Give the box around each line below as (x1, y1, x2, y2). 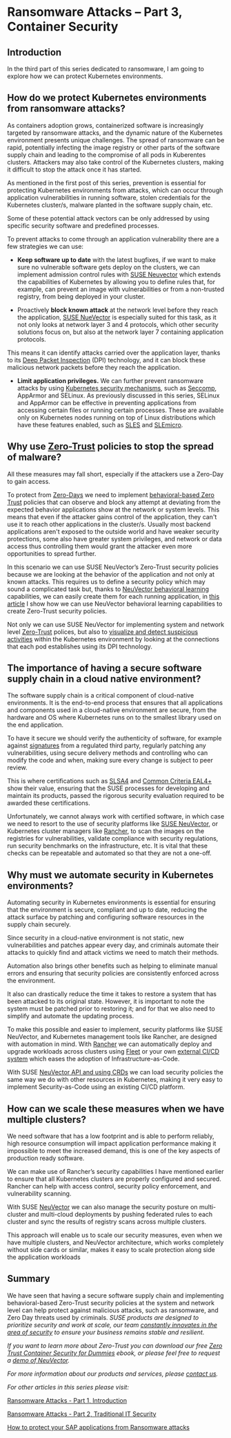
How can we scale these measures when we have (7, 1103, 225, 1114)
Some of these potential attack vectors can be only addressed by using (7, 214, 210, 222)
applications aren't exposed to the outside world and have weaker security (7, 527, 219, 536)
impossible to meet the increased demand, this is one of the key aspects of (7, 1147, 221, 1155)
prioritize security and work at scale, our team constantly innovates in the (7, 1320, 218, 1329)
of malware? (7, 451, 62, 463)
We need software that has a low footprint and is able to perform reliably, (7, 1132, 215, 1141)
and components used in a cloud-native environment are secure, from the (7, 706, 217, 714)
